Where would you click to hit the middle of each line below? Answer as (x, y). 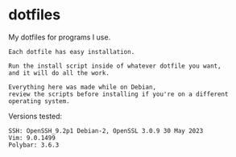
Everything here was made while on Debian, (83, 87)
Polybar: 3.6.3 (34, 145)
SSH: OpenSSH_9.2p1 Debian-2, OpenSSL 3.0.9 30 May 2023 (106, 130)
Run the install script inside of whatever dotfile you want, (115, 66)
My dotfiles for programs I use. (60, 37)
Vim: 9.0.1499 (32, 138)
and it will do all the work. (59, 73)
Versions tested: (35, 116)
